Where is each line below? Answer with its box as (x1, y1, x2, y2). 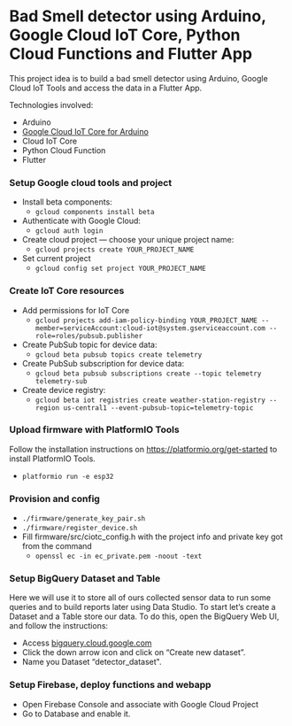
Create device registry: (21, 384, 106, 395)
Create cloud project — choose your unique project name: (21, 235, 234, 245)
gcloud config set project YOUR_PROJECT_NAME (35, 264, 206, 274)
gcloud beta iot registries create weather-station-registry (35, 396, 265, 405)
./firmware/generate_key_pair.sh (21, 514, 146, 523)
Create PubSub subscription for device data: (21, 358, 185, 368)
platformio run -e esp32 (21, 472, 114, 481)
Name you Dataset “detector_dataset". (21, 657, 162, 668)
